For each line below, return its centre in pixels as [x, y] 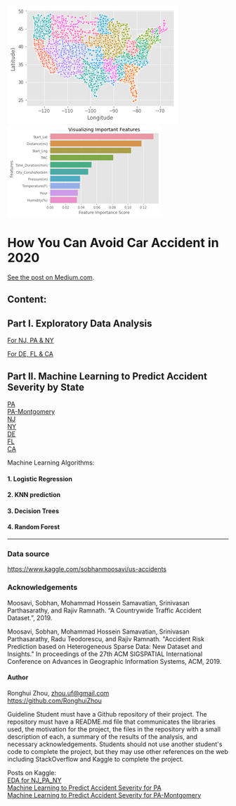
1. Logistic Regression [40, 479]
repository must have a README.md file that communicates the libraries [111, 722]
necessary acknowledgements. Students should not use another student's [115, 744]
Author [18, 677]
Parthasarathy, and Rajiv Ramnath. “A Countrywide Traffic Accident [104, 610]
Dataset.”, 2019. [30, 617]
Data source [28, 553]
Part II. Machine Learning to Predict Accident [107, 376]
